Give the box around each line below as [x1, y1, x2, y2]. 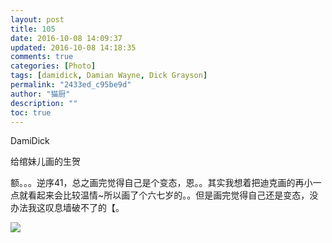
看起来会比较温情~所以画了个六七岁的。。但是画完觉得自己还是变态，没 [27, 189, 319, 201]
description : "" [10, 98, 78, 108]
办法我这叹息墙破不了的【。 [10, 202, 125, 214]
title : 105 [10, 24, 56, 34]
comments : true [10, 52, 74, 62]
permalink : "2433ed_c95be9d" [10, 80, 132, 90]
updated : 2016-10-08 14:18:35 [10, 42, 137, 53]
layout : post [10, 14, 65, 25]
